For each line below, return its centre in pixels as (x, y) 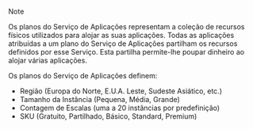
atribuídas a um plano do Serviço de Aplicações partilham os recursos (123, 44)
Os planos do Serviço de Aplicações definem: (83, 76)
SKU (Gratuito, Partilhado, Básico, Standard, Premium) (108, 116)
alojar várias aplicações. (48, 60)
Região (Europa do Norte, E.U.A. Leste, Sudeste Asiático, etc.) (121, 91)
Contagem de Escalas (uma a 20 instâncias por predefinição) (120, 108)
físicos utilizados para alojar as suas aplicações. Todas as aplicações (121, 35)
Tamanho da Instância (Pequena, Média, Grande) (100, 99)
